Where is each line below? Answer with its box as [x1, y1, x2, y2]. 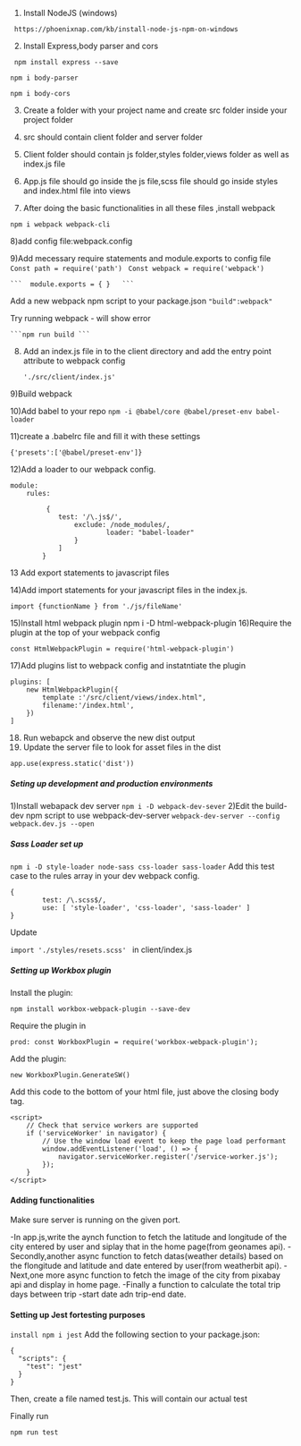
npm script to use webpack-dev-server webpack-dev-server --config [26, 810, 280, 821]
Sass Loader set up [10, 838, 84, 849]
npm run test [10, 1428, 59, 1437]
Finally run [10, 1411, 49, 1422]
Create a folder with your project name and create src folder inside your [22, 105, 288, 115]
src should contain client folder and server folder [22, 132, 204, 142]
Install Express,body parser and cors [22, 40, 159, 51]
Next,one [10, 1270, 44, 1280]
